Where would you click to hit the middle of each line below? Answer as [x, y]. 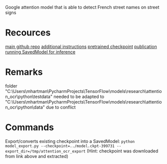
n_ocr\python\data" [25, 107]
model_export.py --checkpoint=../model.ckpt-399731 [60, 146]
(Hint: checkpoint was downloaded [122, 151]
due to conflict [61, 107]
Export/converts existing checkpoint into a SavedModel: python [70, 141]
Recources [28, 33]
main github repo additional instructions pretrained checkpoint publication [81, 46]
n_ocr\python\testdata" [29, 96]
